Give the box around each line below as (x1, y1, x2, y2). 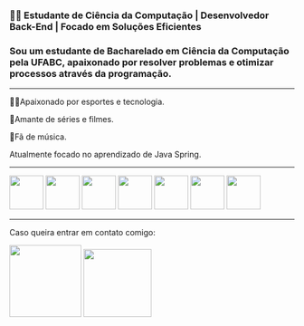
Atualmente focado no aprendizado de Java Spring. (9, 149, 202, 160)
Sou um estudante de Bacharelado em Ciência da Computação (9, 44, 290, 57)
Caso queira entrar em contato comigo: (9, 227, 157, 238)
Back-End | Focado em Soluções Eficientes (9, 20, 202, 33)
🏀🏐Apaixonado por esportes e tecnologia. (9, 96, 165, 108)
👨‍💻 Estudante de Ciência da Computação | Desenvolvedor (9, 9, 270, 22)
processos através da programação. (9, 67, 172, 80)
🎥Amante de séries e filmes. (9, 114, 115, 125)
